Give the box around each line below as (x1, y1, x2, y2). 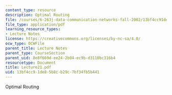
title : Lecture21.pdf (5, 65, 52, 70)
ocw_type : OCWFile (5, 41, 45, 46)
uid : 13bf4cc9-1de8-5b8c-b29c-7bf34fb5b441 (5, 70, 100, 75)
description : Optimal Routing (5, 12, 70, 17)
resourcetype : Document (5, 60, 56, 65)
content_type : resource (5, 7, 56, 13)
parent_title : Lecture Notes (5, 46, 68, 51)
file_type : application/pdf (5, 22, 66, 27)
